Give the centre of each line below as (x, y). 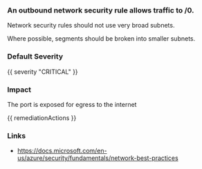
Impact (19, 90)
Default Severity (35, 57)
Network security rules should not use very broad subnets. (91, 26)
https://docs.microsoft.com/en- (62, 151)
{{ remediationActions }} (42, 118)
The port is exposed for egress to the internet (72, 104)
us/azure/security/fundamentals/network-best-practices (98, 158)
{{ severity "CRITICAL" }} (43, 72)
